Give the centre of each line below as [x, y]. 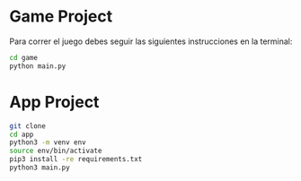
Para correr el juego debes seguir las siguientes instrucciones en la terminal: [151, 41]
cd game [24, 57]
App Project [54, 102]
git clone [28, 126]
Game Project [61, 17]
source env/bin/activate [56, 151]
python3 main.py [40, 168]
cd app [22, 134]
